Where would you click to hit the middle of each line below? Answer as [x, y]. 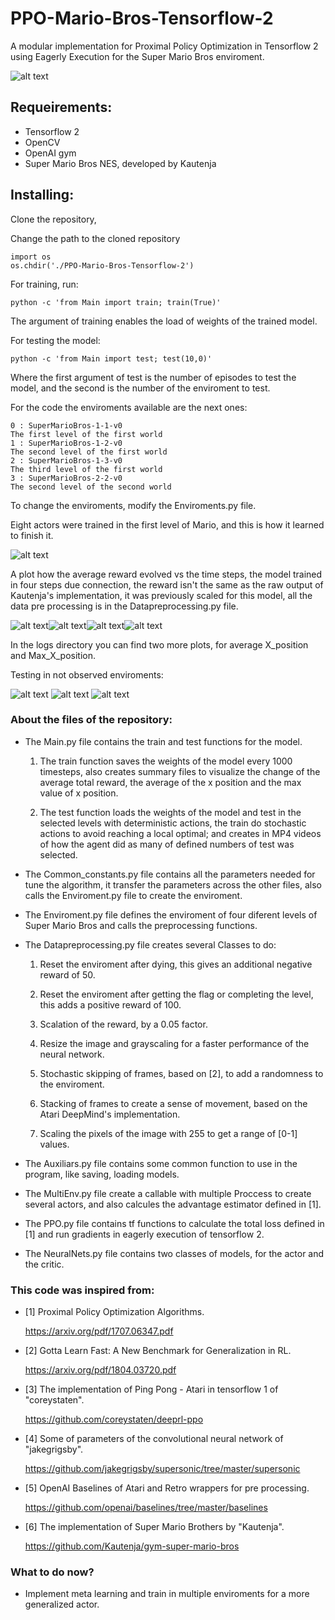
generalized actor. [62, 1604]
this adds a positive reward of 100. [110, 1004]
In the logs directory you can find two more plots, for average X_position [159, 644]
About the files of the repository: [91, 720]
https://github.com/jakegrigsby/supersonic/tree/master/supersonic [162, 1469]
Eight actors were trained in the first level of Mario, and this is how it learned [167, 524]
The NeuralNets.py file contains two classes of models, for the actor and [174, 1253]
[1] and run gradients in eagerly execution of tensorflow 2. [144, 1234]
